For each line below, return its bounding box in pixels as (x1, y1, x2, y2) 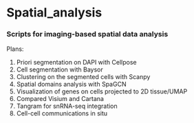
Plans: (6, 45, 24, 53)
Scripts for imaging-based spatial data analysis (6, 30, 169, 39)
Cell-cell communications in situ (16, 109, 108, 118)
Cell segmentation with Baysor (16, 65, 104, 74)
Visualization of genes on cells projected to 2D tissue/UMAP (16, 87, 188, 96)
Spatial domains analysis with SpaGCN (16, 80, 127, 89)
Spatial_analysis (6, 5, 103, 21)
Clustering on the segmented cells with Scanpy (16, 73, 151, 81)
